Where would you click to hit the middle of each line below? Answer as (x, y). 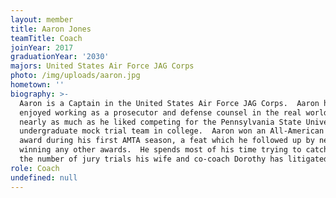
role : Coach (35, 168)
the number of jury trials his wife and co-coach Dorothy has (151, 159)
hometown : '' (37, 85)
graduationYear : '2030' (60, 57)
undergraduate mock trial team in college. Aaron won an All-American (172, 131)
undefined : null (44, 177)
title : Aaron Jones (51, 29)
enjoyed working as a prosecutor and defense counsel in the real (160, 112)
